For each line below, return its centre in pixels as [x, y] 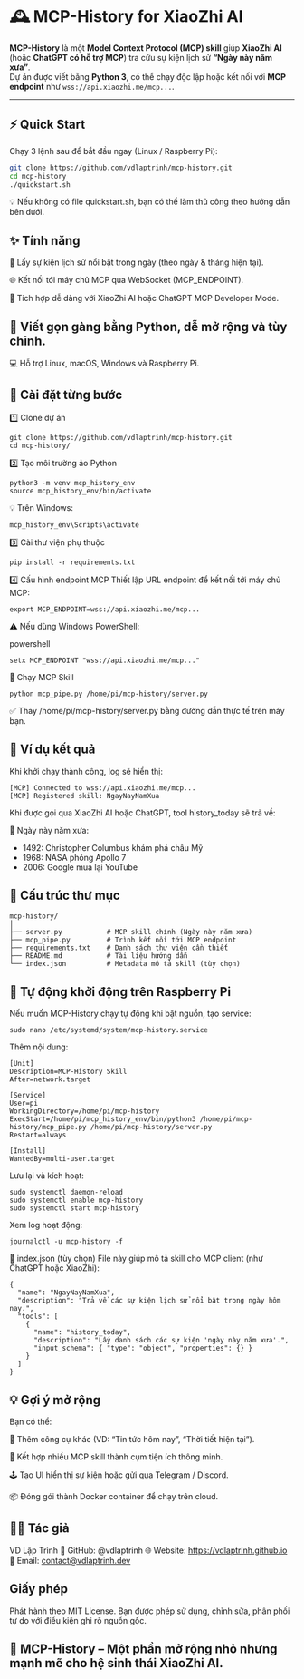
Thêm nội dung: [39, 1047]
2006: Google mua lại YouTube [80, 867]
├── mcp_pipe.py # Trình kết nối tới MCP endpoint [123, 940]
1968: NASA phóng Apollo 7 [74, 857]
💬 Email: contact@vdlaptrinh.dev [70, 1560]
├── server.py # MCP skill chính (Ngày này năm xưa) [131, 932]
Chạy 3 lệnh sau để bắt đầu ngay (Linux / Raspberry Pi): [114, 151]
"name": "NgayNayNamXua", [66, 1293]
